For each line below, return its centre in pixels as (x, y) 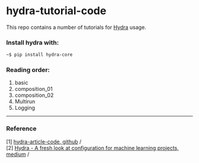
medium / (18, 154)
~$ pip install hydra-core (39, 55)
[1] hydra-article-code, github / (44, 141)
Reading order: (28, 70)
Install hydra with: (33, 43)
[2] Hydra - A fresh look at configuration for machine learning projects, (92, 148)
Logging (25, 108)
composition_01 (34, 89)
